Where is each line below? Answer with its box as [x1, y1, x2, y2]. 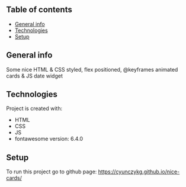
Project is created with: [6, 105, 63, 112]
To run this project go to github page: [6, 168, 97, 175]
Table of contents [6, 5, 72, 15]
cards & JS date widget [6, 72, 63, 79]
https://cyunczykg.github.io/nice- [98, 168, 180, 175]
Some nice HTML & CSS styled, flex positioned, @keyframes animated [6, 66, 178, 73]
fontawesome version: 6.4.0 [14, 136, 84, 143]
